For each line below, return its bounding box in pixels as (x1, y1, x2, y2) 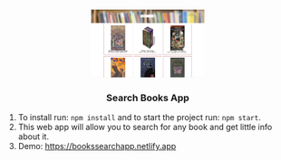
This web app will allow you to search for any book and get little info (17, 122, 273, 133)
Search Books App (105, 91, 190, 104)
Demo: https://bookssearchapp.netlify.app (17, 141, 177, 152)
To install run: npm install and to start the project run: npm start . (17, 112, 261, 123)
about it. (17, 131, 50, 142)
